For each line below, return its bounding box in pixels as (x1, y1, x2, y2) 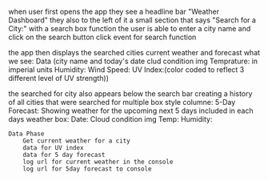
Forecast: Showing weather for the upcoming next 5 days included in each (8, 106, 254, 115)
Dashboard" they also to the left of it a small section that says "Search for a (8, 15, 256, 25)
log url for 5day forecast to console (22, 165, 152, 173)
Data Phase (8, 130, 45, 138)
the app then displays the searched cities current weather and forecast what (8, 48, 261, 57)
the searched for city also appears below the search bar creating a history (8, 89, 253, 99)
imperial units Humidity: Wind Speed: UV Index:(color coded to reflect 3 (8, 65, 245, 74)
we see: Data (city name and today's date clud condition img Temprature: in (8, 56, 258, 66)
